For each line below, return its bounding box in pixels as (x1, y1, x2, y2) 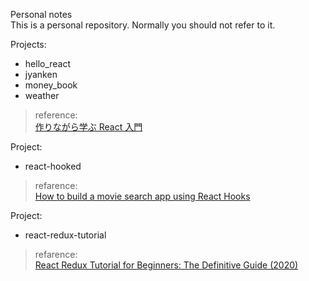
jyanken (24, 69, 58, 80)
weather (24, 90, 60, 101)
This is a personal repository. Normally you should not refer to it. (10, 19, 276, 31)
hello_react (24, 58, 72, 69)
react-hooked (24, 160, 82, 172)
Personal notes (10, 9, 73, 20)
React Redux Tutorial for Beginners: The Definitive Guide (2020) (34, 259, 299, 271)
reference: (34, 109, 78, 121)
